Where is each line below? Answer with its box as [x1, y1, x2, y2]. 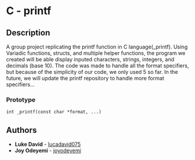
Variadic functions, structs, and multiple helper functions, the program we [6, 50, 186, 57]
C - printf [6, 4, 51, 18]
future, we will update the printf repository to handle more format [6, 75, 164, 81]
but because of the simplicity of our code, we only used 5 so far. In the [6, 68, 178, 75]
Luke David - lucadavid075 [14, 141, 81, 148]
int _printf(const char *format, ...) [6, 109, 102, 115]
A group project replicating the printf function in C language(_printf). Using [6, 43, 188, 50]
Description [6, 28, 50, 38]
